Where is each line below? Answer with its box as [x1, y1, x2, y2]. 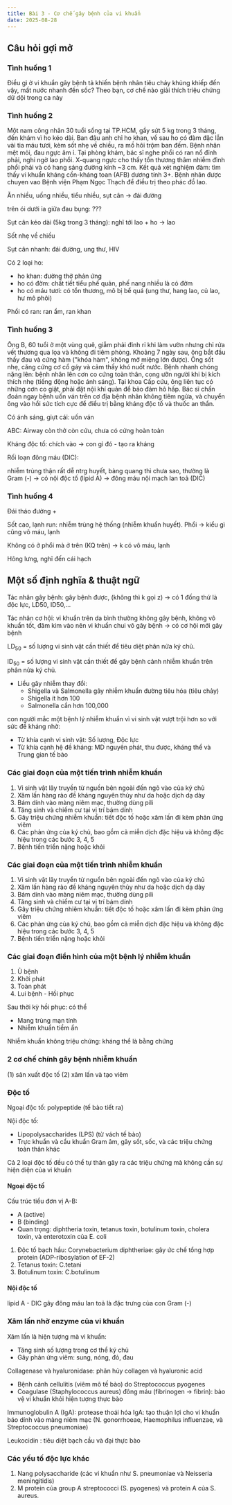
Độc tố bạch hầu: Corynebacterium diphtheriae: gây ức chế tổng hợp [17, 1246, 215, 1254]
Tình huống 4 [7, 491, 53, 501]
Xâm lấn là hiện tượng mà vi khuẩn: [7, 1332, 107, 1341]
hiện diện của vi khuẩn [7, 1165, 72, 1174]
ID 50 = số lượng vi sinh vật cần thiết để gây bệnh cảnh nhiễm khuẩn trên [7, 657, 213, 667]
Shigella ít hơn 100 [27, 694, 80, 703]
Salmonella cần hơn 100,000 [27, 701, 109, 710]
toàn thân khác [17, 1145, 60, 1153]
